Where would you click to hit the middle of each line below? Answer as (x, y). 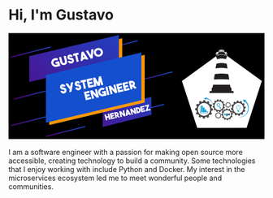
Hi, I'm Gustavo (61, 15)
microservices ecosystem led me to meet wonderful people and (115, 178)
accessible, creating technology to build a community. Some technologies (132, 161)
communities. (31, 186)
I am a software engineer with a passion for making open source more (126, 152)
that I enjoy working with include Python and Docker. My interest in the (127, 169)
